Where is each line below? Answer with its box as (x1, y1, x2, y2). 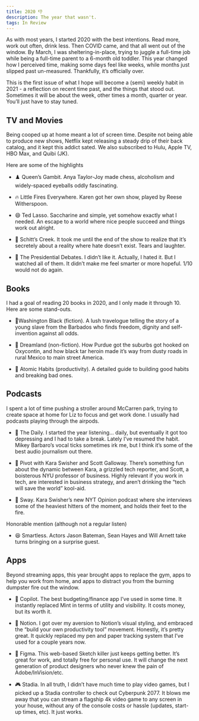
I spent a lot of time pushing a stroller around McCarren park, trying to (6, 405, 178, 412)
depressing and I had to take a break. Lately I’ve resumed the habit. (14, 435, 180, 442)
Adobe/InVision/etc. (14, 669, 64, 676)
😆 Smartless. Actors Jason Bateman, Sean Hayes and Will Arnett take (14, 531, 187, 539)
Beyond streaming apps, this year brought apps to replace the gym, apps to (6, 571, 191, 578)
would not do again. (14, 266, 64, 273)
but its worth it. (14, 607, 52, 615)
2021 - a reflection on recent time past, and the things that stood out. (6, 86, 175, 93)
